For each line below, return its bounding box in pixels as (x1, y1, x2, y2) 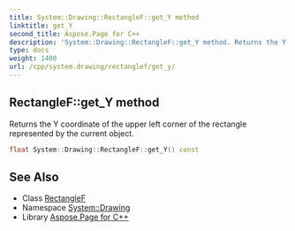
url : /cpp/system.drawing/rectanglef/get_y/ (9, 63, 176, 72)
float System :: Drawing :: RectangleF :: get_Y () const (9, 145, 200, 154)
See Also (9, 169, 59, 184)
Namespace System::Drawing (21, 203, 131, 213)
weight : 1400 (9, 54, 57, 63)
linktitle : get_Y (9, 21, 73, 30)
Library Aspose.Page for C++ (21, 212, 130, 222)
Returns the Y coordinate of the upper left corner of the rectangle (9, 119, 247, 129)
